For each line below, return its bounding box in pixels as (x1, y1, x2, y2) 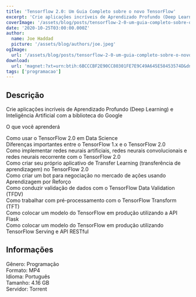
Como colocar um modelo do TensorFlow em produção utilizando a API (6, 209, 178, 217)
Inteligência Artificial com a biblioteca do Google (6, 112, 123, 119)
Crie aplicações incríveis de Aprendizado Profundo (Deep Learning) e (6, 106, 174, 113)
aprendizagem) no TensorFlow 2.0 (6, 166, 89, 173)
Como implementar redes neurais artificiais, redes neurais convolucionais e (6, 147, 187, 154)
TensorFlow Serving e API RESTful (6, 228, 89, 235)
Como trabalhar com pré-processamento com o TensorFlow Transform (6, 197, 177, 204)
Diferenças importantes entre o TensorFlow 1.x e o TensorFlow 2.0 (6, 141, 166, 148)
